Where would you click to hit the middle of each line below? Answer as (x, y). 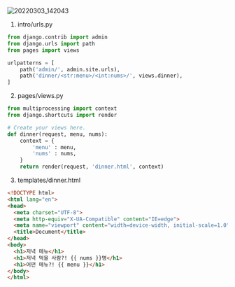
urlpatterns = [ (31, 63)
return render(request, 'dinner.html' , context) (92, 167)
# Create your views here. (47, 127)
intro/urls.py (35, 24)
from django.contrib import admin (58, 37)
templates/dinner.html (49, 180)
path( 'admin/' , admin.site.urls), (70, 69)
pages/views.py (40, 96)
